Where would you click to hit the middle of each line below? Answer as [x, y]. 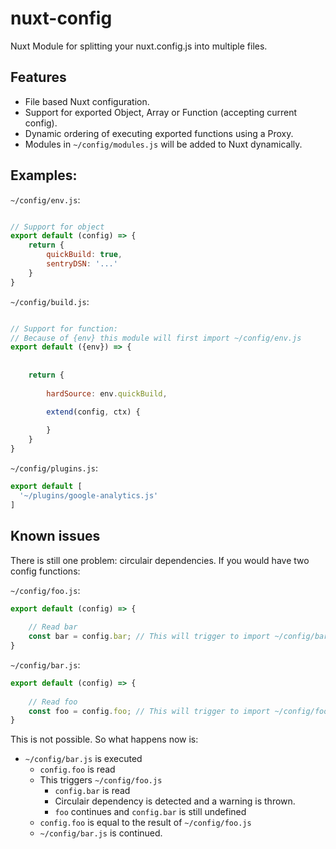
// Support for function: [64, 328]
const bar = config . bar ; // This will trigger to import [149, 637]
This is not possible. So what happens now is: [104, 739]
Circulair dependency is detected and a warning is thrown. [175, 801]
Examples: [44, 175]
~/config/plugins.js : [54, 468]
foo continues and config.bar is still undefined [150, 812]
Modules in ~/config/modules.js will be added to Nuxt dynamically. [163, 144]
